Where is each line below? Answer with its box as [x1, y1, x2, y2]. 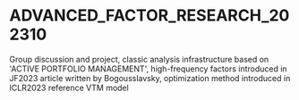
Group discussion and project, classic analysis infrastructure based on [9, 54, 269, 64]
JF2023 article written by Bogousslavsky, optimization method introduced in [9, 72, 291, 83]
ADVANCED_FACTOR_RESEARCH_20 [9, 5, 290, 26]
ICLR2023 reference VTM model [9, 82, 130, 93]
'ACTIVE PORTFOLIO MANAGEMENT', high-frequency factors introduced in [9, 63, 288, 74]
